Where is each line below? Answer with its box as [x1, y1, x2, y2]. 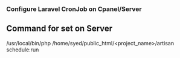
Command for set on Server [6, 24, 113, 34]
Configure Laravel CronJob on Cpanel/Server [6, 5, 142, 13]
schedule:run [6, 46, 39, 53]
